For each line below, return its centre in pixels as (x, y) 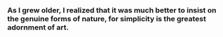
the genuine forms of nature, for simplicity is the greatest (107, 18)
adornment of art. (38, 27)
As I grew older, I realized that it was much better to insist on (112, 10)
